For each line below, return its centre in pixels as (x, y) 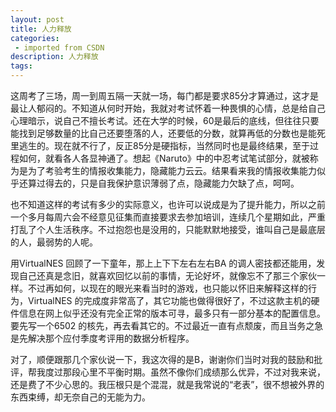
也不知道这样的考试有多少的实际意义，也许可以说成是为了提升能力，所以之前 (168, 204)
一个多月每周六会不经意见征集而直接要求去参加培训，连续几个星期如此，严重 (168, 217)
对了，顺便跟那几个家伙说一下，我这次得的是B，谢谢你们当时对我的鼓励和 (162, 359)
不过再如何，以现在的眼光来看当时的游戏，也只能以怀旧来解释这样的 (167, 288)
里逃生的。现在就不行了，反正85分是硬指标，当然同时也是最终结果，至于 (160, 145)
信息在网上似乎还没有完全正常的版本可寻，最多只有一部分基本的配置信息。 (172, 313)
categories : (35, 38)
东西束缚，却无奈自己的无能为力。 (80, 397)
